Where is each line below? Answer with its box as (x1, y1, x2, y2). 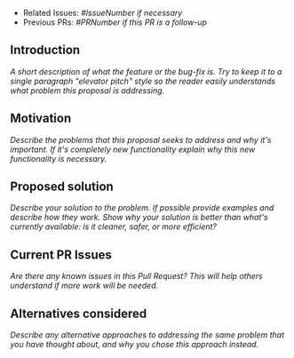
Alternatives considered (10, 306, 147, 321)
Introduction (10, 43, 81, 58)
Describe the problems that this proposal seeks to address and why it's (10, 134, 272, 145)
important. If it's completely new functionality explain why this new (10, 144, 256, 155)
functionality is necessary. (10, 153, 107, 163)
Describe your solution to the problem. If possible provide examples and (10, 203, 274, 213)
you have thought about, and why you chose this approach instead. (10, 339, 259, 350)
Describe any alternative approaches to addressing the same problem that (10, 330, 285, 340)
